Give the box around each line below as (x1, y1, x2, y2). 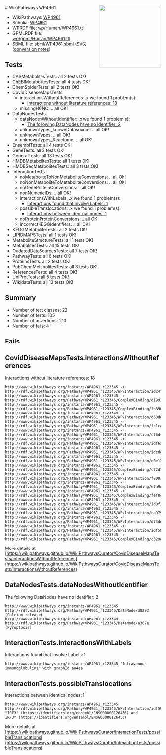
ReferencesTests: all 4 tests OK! (12, 269, 78, 275)
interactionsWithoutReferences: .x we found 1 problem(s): (19, 94, 137, 101)
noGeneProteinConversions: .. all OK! (19, 184, 95, 190)
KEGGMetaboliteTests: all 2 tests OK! (12, 226, 87, 232)
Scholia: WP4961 (12, 20, 47, 25)
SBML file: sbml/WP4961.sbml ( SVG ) (12, 41, 87, 47)
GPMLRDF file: (12, 30, 42, 36)
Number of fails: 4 (12, 323, 49, 329)
